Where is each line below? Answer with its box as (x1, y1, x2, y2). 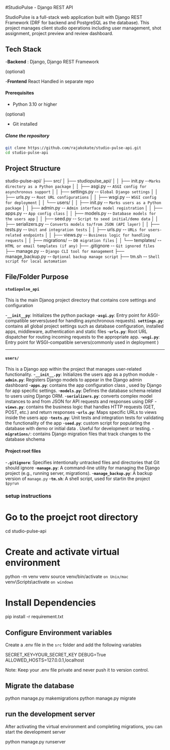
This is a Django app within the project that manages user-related (5, 366, 142, 372)
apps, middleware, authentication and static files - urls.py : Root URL (5, 328, 148, 335)
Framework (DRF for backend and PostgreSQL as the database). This (5, 20, 149, 25)
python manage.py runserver (5, 738, 66, 744)
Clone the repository (5, 132, 50, 139)
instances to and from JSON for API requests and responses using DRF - (5, 399, 157, 405)
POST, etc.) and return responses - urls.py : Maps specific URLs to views (5, 409, 157, 415)
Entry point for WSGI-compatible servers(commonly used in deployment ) (5, 339, 159, 345)
